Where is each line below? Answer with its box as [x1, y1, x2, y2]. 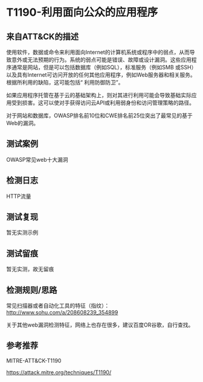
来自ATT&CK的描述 [6, 31, 79, 42]
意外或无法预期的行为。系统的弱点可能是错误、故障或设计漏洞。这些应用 [11, 56, 192, 63]
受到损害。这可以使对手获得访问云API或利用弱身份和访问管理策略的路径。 [11, 99, 195, 106]
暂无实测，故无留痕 [6, 266, 54, 273]
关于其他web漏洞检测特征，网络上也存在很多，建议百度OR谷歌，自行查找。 [6, 321, 194, 329]
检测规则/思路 [6, 285, 57, 295]
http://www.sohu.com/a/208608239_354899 [6, 309, 118, 316]
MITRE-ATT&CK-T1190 [6, 357, 62, 364]
